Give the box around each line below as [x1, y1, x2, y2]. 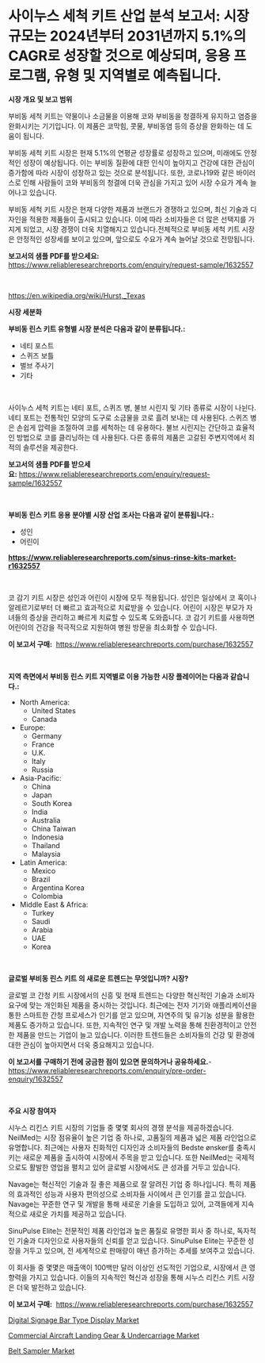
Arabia [31, 925, 54, 935]
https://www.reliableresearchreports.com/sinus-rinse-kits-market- [8, 552, 237, 562]
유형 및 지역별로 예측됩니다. [54, 67, 221, 85]
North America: [19, 697, 70, 707]
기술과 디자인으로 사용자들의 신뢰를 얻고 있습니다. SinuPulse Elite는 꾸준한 [16, 1235, 247, 1246]
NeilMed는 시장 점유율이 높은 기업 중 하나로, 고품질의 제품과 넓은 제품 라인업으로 [8, 1132, 257, 1142]
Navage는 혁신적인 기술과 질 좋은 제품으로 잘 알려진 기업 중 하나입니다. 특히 [8, 1179, 242, 1188]
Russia [31, 765, 54, 774]
